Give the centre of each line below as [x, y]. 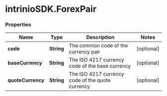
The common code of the [98, 46]
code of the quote [90, 80]
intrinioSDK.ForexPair [51, 9]
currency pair [84, 52]
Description [100, 37]
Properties [18, 25]
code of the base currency [100, 66]
